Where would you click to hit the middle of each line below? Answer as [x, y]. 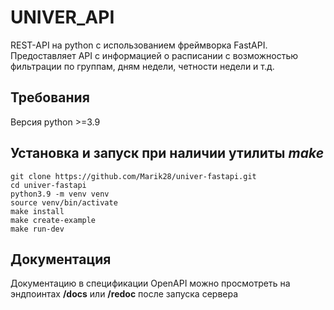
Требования [50, 97]
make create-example [53, 220]
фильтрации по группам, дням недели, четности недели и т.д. [142, 66]
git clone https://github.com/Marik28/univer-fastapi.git [133, 176]
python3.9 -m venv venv [60, 194]
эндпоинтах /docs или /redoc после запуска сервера [124, 294]
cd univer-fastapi [48, 185]
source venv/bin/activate [64, 202]
